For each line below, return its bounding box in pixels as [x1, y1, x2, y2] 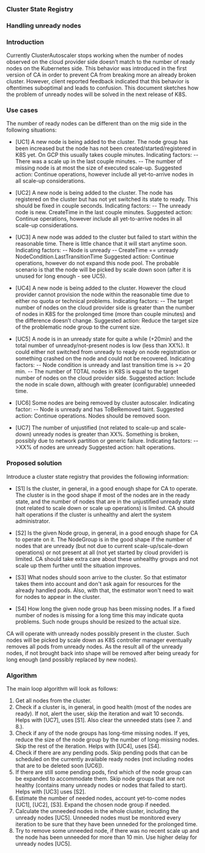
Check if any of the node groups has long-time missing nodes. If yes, [15, 729, 190, 737]
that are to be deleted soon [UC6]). [15, 762, 104, 770]
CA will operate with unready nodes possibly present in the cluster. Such [6, 629, 190, 637]
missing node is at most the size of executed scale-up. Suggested [15, 164, 182, 171]
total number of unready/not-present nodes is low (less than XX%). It [15, 342, 190, 349]
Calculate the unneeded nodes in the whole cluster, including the [15, 808, 179, 815]
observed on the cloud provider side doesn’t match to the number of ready [6, 58, 195, 66]
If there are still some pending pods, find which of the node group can [15, 768, 192, 776]
